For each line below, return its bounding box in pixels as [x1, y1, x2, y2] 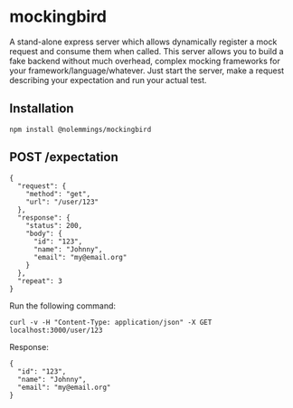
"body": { [25, 229, 63, 238]
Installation [9, 101, 74, 117]
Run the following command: [9, 300, 116, 311]
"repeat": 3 [17, 276, 63, 286]
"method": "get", [25, 189, 91, 198]
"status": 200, [25, 221, 83, 230]
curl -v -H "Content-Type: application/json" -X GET [9, 318, 213, 327]
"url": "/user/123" [25, 197, 99, 206]
